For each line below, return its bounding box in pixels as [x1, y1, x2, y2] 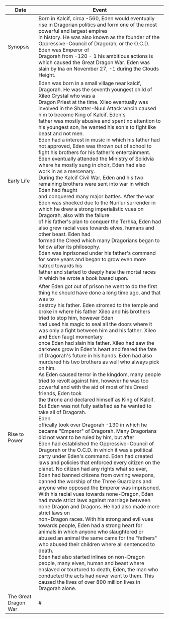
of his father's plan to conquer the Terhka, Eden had [38, 218, 161, 225]
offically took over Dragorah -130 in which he [38, 421, 147, 428]
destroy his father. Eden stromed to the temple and [38, 302, 158, 308]
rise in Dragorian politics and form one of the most [38, 21, 157, 28]
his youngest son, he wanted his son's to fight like [38, 124, 156, 130]
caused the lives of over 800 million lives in [38, 579, 141, 585]
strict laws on [38, 509, 70, 516]
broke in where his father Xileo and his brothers [38, 308, 150, 315]
